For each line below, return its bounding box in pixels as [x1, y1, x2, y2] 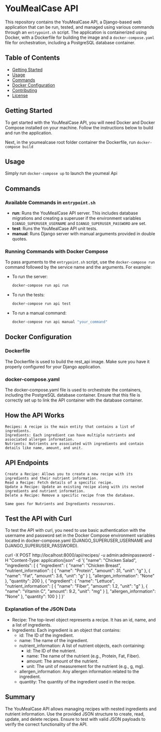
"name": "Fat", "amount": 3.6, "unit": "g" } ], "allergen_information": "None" [5, 573, 155, 579]
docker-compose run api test [12, 301, 71, 306]
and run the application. [5, 130, 52, 136]
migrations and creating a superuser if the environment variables [12, 215, 141, 221]
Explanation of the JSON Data [5, 606, 76, 612]
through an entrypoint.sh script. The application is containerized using [5, 29, 147, 35]
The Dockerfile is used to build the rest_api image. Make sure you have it [5, 358, 150, 365]
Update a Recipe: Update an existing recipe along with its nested [5, 484, 144, 489]
